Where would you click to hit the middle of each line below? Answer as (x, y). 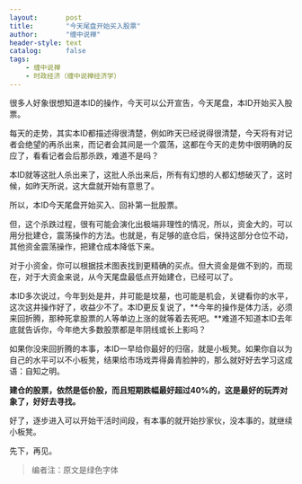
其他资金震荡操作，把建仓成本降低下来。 (84, 246)
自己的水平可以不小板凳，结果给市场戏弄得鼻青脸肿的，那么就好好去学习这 (147, 359)
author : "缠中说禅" (55, 34)
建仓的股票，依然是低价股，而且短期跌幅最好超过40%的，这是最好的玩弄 (145, 390)
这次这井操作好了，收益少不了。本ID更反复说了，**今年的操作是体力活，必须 (151, 307)
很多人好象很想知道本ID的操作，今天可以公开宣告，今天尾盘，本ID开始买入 (147, 102)
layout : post (46, 18)
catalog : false (48, 51)
